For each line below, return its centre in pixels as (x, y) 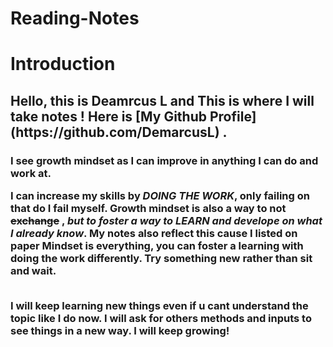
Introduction (63, 64)
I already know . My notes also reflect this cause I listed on (154, 234)
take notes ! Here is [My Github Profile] (133, 116)
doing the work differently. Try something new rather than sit (161, 259)
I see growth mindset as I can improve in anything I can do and (164, 160)
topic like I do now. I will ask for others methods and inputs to (161, 319)
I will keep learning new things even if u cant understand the (159, 306)
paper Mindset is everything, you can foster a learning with (157, 246)
